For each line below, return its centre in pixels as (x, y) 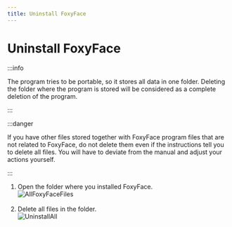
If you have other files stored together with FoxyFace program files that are (116, 137)
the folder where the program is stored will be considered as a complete (112, 89)
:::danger (20, 123)
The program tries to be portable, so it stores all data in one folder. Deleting (116, 81)
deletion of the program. (43, 96)
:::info (15, 68)
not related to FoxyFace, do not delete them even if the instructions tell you (116, 144)
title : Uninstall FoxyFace (47, 14)
